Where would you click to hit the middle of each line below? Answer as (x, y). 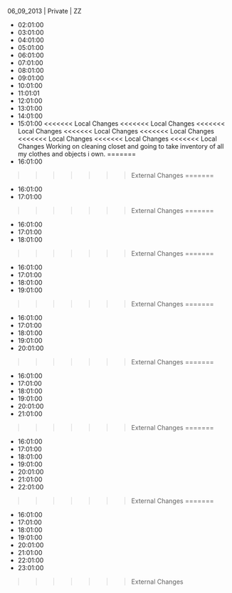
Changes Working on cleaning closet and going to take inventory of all (121, 146)
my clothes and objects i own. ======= (77, 154)
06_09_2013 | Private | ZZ (44, 11)
